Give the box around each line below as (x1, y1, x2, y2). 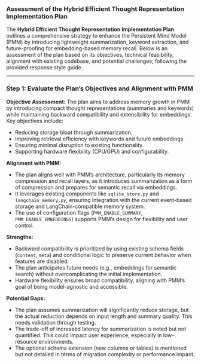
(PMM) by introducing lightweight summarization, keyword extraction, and (6, 38, 189, 46)
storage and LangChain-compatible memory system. (14, 203, 145, 210)
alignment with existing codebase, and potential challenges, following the (6, 57, 187, 65)
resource (14, 338, 38, 345)
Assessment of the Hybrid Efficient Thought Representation (6, 5, 184, 13)
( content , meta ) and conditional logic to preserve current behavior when (14, 251, 191, 258)
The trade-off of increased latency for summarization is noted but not (14, 325, 187, 332)
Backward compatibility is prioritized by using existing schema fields (14, 244, 184, 252)
